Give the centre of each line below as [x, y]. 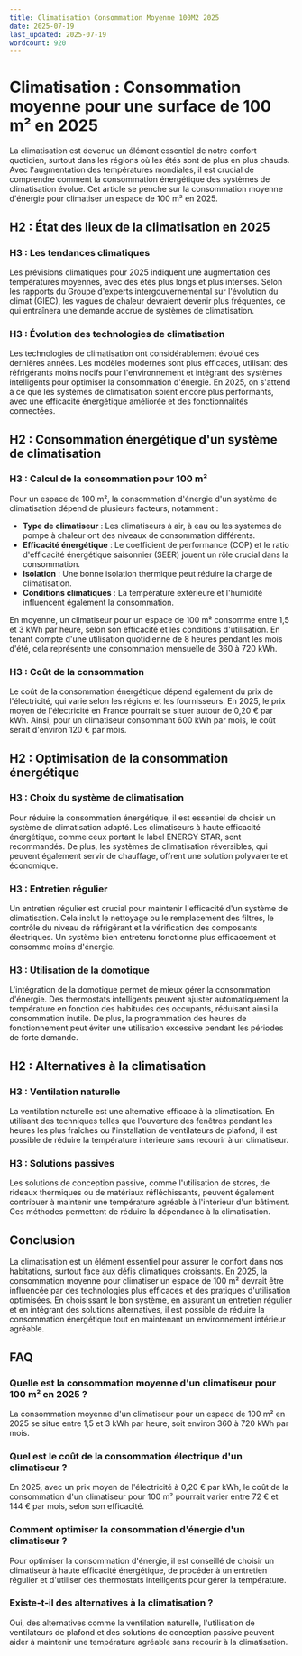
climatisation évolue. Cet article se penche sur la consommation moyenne [146, 189]
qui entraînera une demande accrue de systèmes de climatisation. [132, 310]
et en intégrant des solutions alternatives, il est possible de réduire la [137, 1310]
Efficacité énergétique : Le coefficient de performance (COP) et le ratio [156, 544]
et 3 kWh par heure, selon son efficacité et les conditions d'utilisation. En [145, 629]
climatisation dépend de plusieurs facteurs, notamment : [114, 508]
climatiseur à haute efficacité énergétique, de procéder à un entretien [138, 1570]
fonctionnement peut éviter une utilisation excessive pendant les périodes [146, 1028]
